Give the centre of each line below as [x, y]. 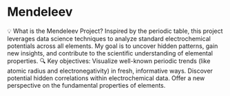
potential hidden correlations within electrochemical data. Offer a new [106, 78]
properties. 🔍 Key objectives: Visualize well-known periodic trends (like [109, 61]
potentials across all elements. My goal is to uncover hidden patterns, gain [113, 46]
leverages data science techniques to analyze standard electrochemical [109, 38]
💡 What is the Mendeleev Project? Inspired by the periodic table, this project [115, 31]
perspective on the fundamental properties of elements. [86, 85]
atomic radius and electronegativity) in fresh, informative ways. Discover [110, 71]
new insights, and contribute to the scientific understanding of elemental [110, 53]
